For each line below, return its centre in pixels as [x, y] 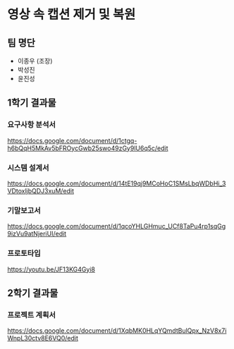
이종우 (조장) [35, 61]
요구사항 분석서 [32, 125]
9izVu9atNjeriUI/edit [37, 234]
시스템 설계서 [28, 168]
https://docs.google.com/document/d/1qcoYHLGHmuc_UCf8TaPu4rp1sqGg [117, 226]
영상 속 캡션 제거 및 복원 [72, 14]
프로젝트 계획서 [32, 314]
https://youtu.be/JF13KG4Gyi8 [51, 269]
